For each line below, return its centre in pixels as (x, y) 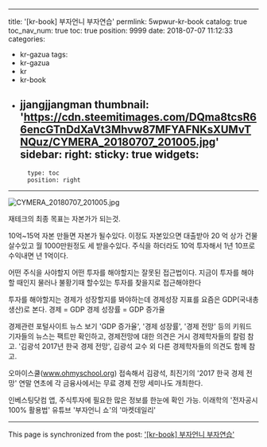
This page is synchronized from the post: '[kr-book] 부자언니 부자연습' (122, 434)
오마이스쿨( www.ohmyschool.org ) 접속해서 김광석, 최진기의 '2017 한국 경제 (126, 373)
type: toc (43, 173)
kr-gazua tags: (44, 54)
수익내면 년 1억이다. (39, 255)
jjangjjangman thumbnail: (84, 105)
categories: (27, 39)
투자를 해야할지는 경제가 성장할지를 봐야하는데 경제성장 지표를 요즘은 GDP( (124, 299)
